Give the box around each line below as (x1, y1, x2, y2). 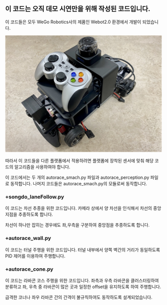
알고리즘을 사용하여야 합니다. (14, 164, 71, 170)
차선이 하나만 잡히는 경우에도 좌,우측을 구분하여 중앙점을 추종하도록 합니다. (5, 222, 150, 228)
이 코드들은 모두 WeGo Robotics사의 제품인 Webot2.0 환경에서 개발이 (5, 19, 142, 25)
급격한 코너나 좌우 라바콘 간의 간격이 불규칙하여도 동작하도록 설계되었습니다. (5, 294, 153, 300)
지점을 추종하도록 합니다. (5, 212, 53, 218)
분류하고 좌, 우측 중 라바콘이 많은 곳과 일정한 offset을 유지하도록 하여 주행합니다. (5, 284, 162, 290)
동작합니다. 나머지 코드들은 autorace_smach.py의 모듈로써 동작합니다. (10, 181, 148, 187)
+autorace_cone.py (5, 265, 54, 272)
